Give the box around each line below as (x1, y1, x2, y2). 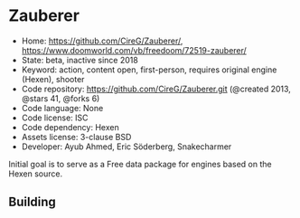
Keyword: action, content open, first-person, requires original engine (21, 64, 277, 75)
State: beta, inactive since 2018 (21, 54, 139, 65)
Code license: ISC (21, 112, 89, 123)
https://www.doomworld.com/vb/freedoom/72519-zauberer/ (21, 44, 248, 55)
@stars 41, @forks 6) (21, 92, 100, 104)
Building (8, 194, 56, 210)
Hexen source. (8, 168, 63, 179)
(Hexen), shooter (21, 73, 85, 84)
